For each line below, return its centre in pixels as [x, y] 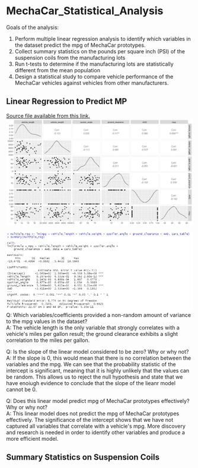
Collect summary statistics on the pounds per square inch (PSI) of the [100, 51]
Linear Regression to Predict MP [67, 102]
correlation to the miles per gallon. [48, 340]
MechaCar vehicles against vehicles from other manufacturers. [92, 83]
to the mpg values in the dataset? [47, 321]
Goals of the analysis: [33, 27]
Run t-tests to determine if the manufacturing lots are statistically [94, 64]
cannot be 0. [22, 389]
